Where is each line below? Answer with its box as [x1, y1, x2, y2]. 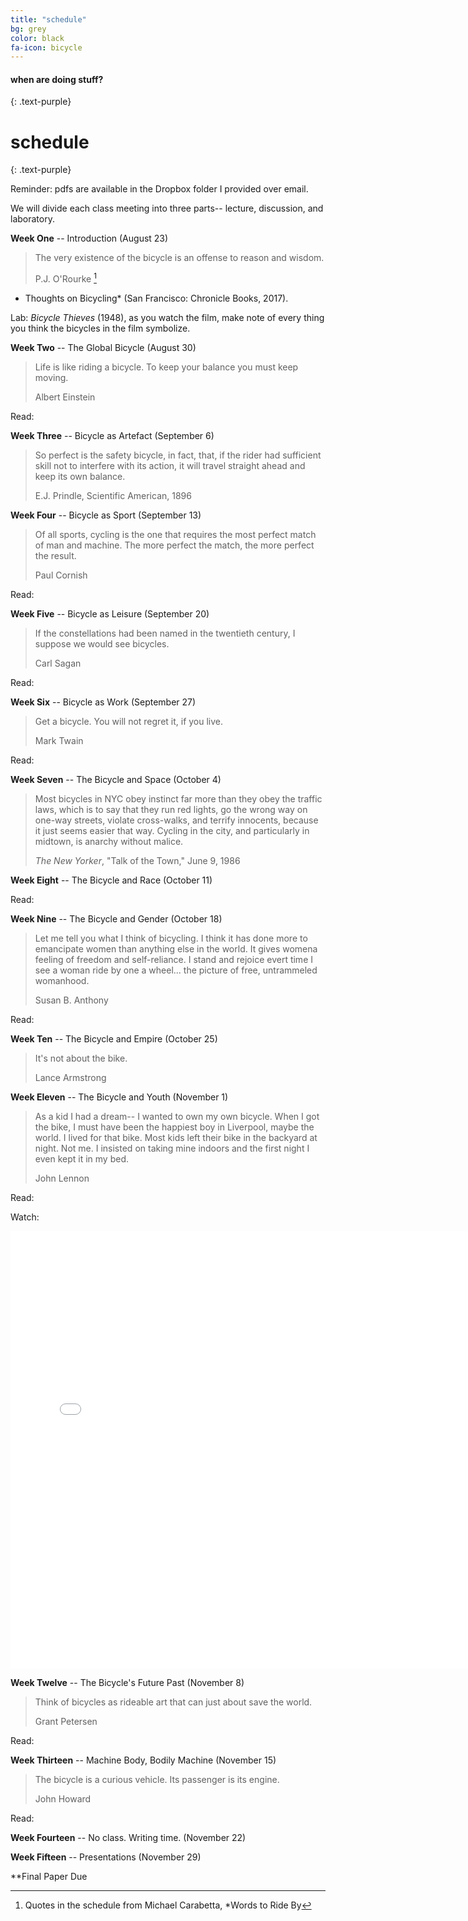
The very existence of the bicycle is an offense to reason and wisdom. [34, 252, 325, 264]
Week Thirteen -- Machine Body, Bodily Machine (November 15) [10, 1754, 277, 1766]
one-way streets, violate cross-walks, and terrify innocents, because [34, 814, 319, 826]
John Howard [34, 1793, 92, 1805]
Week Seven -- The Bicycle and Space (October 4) [10, 774, 222, 786]
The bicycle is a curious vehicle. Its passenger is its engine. [34, 1774, 280, 1786]
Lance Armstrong [34, 1072, 107, 1084]
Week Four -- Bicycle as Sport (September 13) [10, 509, 202, 521]
